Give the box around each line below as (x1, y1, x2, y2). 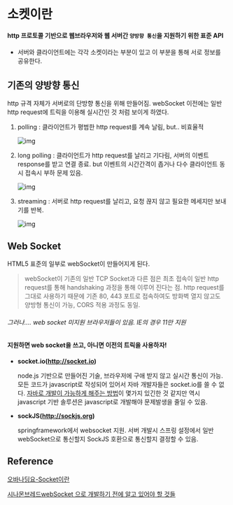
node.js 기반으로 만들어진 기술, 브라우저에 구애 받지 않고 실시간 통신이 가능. (17, 371, 223, 380)
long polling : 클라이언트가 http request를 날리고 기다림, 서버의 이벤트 (17, 151, 209, 159)
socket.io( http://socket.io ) (17, 357, 97, 365)
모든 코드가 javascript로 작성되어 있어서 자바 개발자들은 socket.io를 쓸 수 (17, 380, 218, 388)
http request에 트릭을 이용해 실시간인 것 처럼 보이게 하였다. (7, 108, 169, 116)
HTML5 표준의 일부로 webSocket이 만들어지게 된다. (7, 259, 150, 268)
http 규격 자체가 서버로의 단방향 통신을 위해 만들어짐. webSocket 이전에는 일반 (7, 99, 223, 108)
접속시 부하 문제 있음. (24, 169, 83, 177)
